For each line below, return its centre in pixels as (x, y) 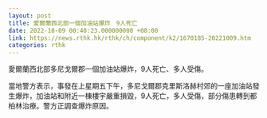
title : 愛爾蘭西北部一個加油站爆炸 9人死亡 (73, 23)
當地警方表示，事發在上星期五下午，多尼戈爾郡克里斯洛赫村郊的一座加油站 (130, 86)
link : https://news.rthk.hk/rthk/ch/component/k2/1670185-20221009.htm (130, 38)
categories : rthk (37, 45)
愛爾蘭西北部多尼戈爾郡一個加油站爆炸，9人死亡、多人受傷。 (108, 69)
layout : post (30, 16)
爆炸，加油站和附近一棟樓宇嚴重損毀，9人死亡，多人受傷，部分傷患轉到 (132, 96)
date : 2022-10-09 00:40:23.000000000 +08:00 (83, 30)
